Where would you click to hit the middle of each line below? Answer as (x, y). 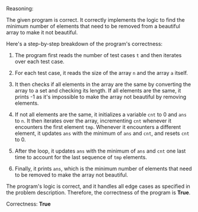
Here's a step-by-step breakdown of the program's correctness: (84, 44)
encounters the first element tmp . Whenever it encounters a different (98, 127)
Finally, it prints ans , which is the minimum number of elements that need (103, 168)
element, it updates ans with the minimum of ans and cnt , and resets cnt (102, 133)
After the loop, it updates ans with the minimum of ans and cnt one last (100, 151)
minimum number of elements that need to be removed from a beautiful (93, 26)
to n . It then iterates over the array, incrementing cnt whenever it (93, 121)
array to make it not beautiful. (42, 32)
